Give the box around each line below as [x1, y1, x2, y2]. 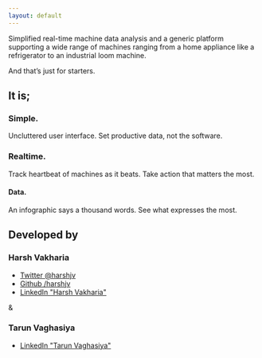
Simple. [8, 112, 39, 124]
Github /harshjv [19, 278, 71, 288]
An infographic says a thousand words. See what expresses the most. [8, 205, 237, 214]
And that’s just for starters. [8, 65, 96, 76]
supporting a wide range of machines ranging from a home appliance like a [8, 41, 255, 52]
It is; [8, 89, 30, 103]
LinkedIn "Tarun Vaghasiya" [19, 340, 111, 350]
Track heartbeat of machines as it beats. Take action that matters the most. [8, 169, 255, 179]
